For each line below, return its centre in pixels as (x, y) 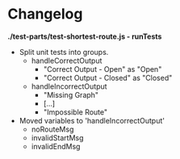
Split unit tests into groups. (64, 52)
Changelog (45, 14)
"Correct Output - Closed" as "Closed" (108, 77)
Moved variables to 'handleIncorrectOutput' (92, 120)
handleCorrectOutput (67, 61)
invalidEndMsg (56, 146)
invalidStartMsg (57, 137)
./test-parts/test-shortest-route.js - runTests (85, 36)
